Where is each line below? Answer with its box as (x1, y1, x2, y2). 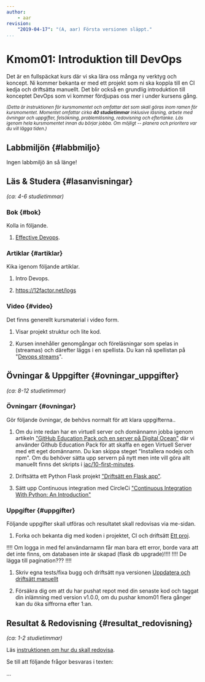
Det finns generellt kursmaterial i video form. (6, 316, 120, 323)
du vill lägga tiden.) (6, 126, 47, 132)
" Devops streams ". (15, 353, 63, 360)
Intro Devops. (15, 275, 50, 282)
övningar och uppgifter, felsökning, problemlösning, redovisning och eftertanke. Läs (6, 115, 184, 121)
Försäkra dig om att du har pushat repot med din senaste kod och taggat (15, 587, 199, 595)
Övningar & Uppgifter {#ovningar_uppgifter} (6, 370, 179, 381)
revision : (6, 20, 32, 26)
